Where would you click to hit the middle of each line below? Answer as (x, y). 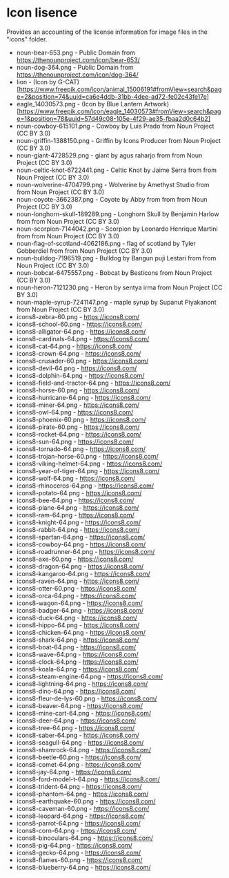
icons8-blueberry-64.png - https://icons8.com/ (83, 867)
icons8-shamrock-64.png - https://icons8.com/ (84, 750)
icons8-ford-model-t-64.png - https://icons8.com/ (88, 779)
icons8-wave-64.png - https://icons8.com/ (77, 654)
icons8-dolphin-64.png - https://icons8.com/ (80, 375)
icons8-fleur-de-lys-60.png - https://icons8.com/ (87, 698)
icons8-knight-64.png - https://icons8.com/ (79, 522)
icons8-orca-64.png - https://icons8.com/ (76, 595)
